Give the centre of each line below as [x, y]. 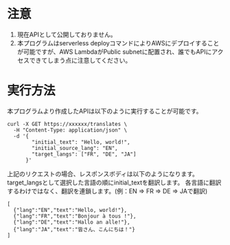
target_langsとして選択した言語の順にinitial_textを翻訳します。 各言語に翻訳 [114, 182]
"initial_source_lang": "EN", [75, 148]
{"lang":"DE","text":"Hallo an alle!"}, [72, 222]
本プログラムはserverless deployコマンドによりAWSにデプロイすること [118, 43]
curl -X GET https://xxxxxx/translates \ [67, 124]
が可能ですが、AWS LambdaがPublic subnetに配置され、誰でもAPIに [114, 52]
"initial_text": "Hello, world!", [81, 142]
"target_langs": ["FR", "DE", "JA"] [84, 154]
